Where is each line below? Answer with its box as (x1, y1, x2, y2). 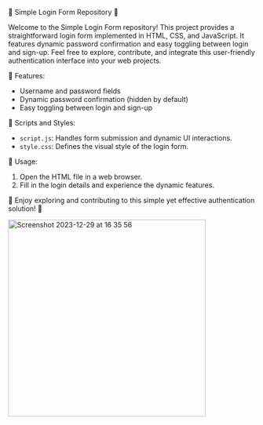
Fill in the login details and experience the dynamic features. (19, 180, 214, 190)
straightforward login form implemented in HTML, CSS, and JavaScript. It (8, 31, 245, 40)
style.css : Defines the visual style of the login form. (19, 142, 188, 151)
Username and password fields (19, 86, 121, 96)
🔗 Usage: (8, 157, 38, 166)
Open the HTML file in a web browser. (19, 173, 143, 181)
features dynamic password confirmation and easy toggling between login (8, 39, 249, 49)
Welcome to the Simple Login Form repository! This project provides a (8, 23, 235, 31)
